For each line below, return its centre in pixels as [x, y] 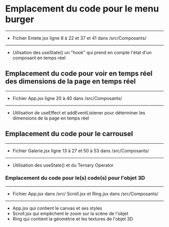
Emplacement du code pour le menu [82, 9]
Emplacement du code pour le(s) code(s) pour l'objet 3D [75, 178]
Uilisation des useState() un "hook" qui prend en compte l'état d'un [82, 52]
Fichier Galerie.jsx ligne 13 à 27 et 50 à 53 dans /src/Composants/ [81, 151]
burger [20, 19]
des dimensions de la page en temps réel [70, 82]
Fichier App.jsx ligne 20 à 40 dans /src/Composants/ [67, 98]
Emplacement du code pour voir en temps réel [79, 74]
